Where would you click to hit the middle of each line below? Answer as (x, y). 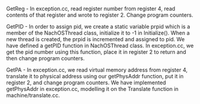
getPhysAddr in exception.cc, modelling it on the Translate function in (92, 89)
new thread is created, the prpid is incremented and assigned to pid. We (95, 39)
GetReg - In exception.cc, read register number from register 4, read (91, 9)
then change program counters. (46, 58)
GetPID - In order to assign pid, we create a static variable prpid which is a (98, 27)
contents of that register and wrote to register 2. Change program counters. (100, 15)
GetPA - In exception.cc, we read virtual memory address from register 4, (97, 70)
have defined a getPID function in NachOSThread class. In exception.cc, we (100, 45)
